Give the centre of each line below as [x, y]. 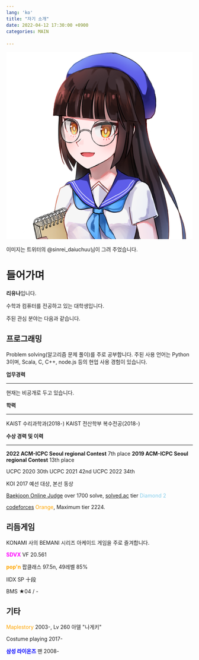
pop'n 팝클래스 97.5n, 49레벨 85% [47, 567]
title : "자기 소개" [28, 19]
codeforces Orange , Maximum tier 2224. [56, 507]
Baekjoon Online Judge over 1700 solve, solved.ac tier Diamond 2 [86, 495]
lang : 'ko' [20, 12]
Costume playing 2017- [35, 639]
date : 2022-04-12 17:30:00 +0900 [47, 25]
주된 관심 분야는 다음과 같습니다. [44, 318]
